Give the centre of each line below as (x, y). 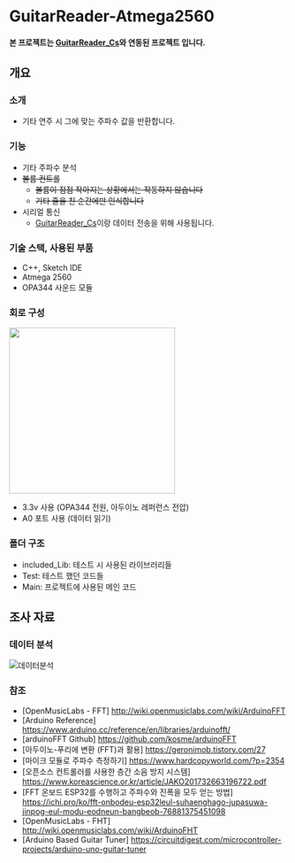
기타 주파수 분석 (49, 167)
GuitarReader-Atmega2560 (112, 16)
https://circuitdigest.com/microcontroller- (206, 839)
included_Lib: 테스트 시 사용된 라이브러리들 (97, 565)
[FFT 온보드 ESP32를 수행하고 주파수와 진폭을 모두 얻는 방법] (128, 792)
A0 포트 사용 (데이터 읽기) (67, 519)
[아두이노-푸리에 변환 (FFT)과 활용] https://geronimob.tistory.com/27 (144, 749)
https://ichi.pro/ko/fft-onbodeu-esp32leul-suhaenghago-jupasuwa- (144, 802)
